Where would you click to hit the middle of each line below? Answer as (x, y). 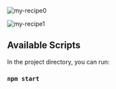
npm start (23, 78)
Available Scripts (44, 46)
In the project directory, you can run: (58, 62)
